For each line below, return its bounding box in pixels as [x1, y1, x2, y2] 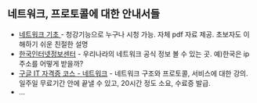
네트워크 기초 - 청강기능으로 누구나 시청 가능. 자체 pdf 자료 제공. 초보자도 [18, 30, 242, 39]
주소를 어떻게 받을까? [18, 59, 84, 68]
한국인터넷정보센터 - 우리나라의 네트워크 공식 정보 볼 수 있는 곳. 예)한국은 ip [18, 49, 250, 59]
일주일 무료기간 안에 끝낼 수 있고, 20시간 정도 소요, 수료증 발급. [18, 78, 211, 87]
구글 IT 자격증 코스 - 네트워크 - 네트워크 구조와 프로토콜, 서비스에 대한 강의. [18, 69, 248, 78]
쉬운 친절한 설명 [39, 39, 89, 48]
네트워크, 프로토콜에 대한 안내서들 [7, 7, 161, 21]
